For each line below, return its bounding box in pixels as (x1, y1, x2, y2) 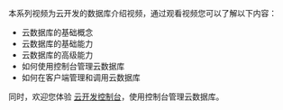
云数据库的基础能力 (21, 39, 94, 49)
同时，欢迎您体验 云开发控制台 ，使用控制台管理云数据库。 (8, 91, 224, 102)
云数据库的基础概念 (21, 27, 94, 38)
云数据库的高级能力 (21, 50, 94, 60)
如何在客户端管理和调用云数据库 (21, 72, 141, 83)
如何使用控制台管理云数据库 (21, 61, 125, 71)
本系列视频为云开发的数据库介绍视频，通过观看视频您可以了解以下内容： (8, 8, 277, 18)
